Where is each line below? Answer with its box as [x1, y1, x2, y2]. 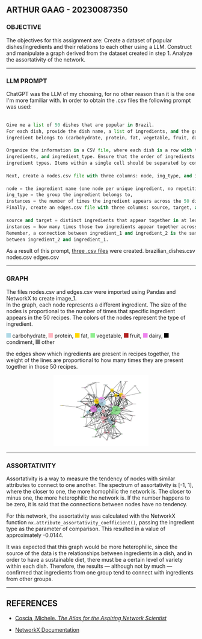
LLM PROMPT [6, 77, 47, 85]
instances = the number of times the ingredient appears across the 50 [6, 199, 189, 205]
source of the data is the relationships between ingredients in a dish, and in [6, 550, 192, 557]
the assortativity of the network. [6, 56, 86, 63]
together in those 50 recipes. [6, 363, 78, 370]
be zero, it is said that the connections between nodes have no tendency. [6, 501, 188, 508]
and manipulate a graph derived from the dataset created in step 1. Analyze [6, 49, 192, 57]
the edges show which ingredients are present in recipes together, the [6, 350, 180, 357]
